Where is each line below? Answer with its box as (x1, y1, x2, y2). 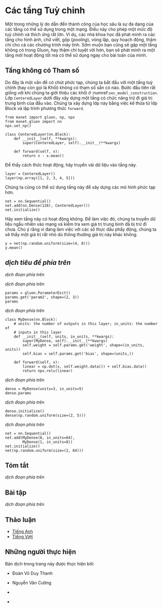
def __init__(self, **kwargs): (14, 136, 77, 141)
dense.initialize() (5, 409, 45, 413)
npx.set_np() (5, 123, 32, 128)
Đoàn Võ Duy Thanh (12, 570, 53, 576)
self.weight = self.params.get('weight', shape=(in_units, (22, 343, 145, 347)
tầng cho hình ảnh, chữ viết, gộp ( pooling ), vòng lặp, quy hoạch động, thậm (5, 37, 157, 43)
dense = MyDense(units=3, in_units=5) (5, 386, 84, 391)
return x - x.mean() (22, 153, 64, 158)
